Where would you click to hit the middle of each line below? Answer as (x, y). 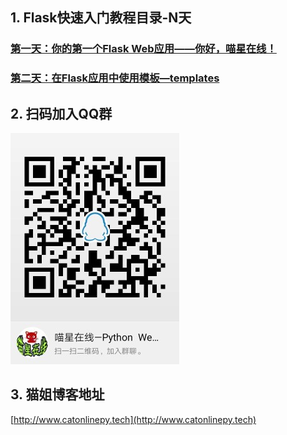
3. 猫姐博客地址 (57, 394)
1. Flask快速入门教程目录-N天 (101, 18)
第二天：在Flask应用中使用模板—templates (115, 78)
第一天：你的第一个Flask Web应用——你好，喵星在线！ (143, 49)
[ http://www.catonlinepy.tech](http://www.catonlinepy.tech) (133, 419)
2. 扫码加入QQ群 (61, 113)
